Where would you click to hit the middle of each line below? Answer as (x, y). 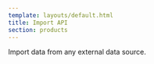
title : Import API (38, 23)
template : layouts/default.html (61, 15)
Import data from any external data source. (77, 52)
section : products (38, 30)
